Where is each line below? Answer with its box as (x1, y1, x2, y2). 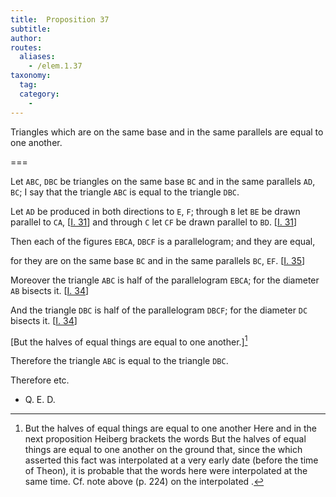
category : (19, 89, 60, 99)
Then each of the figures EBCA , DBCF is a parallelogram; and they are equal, (10, 235, 316, 247)
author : (10, 33, 43, 43)
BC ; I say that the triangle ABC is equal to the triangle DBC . (10, 186, 240, 198)
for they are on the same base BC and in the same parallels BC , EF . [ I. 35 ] (10, 254, 306, 266)
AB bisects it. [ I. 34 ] (10, 284, 90, 296)
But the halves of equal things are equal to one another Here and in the (24, 422, 318, 435)
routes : (10, 42, 43, 53)
